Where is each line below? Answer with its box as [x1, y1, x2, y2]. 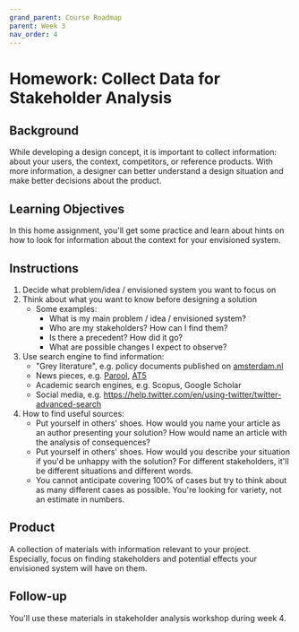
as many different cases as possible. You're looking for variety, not [35, 485, 282, 495]
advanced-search [35, 399, 102, 409]
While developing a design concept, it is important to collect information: [9, 147, 278, 158]
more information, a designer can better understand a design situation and [9, 166, 284, 177]
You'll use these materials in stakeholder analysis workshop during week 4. [9, 612, 286, 623]
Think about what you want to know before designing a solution [21, 294, 258, 305]
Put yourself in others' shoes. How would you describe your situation [35, 446, 291, 457]
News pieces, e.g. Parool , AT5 [35, 370, 148, 381]
